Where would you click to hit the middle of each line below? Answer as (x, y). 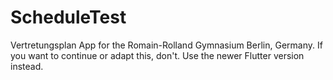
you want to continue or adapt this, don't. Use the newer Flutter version (157, 55)
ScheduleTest (68, 17)
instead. (27, 66)
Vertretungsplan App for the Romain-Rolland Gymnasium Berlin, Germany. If (166, 45)
